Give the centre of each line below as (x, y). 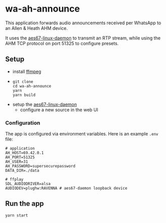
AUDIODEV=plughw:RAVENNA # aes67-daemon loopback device (66, 188)
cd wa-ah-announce (32, 86)
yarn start (17, 215)
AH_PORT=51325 (20, 157)
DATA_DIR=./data (22, 171)
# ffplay (14, 180)
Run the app (24, 204)
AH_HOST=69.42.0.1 (24, 153)
